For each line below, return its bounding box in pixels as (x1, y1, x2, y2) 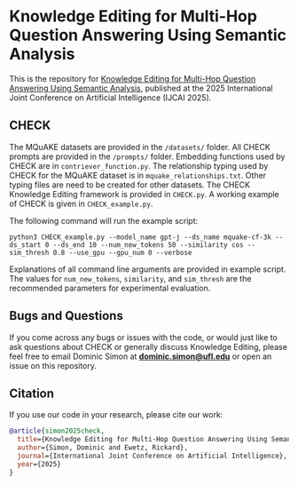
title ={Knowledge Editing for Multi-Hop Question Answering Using (17, 435, 268, 444)
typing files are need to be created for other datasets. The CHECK (9, 179, 251, 190)
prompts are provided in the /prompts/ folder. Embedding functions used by (9, 151, 286, 162)
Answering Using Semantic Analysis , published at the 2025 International (9, 83, 273, 93)
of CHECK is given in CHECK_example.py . (9, 198, 153, 209)
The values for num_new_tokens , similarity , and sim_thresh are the (9, 273, 252, 283)
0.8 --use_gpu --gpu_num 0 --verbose (52, 248, 192, 257)
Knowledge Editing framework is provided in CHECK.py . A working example (9, 188, 279, 199)
